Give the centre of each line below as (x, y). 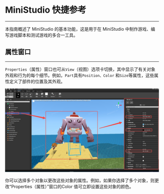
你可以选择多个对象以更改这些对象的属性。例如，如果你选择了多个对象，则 (80, 180)
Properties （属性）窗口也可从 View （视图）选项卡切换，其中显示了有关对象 (80, 69)
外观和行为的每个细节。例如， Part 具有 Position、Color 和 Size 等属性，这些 (80, 75)
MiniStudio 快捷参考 (46, 10)
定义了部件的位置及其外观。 (37, 81)
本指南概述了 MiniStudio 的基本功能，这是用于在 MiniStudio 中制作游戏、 (78, 29)
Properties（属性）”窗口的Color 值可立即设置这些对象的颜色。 (73, 187)
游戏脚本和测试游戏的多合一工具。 (43, 35)
